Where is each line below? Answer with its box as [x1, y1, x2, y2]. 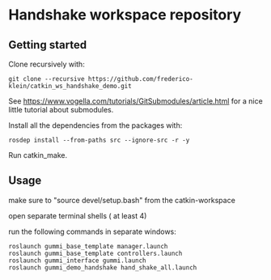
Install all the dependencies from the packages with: [8, 121, 183, 130]
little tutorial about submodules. [8, 105, 114, 114]
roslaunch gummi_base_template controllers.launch [8, 249, 183, 257]
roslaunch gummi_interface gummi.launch [8, 257, 147, 265]
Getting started [8, 38, 87, 52]
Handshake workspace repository [8, 6, 242, 24]
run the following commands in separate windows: [8, 227, 176, 236]
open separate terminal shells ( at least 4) [8, 210, 147, 220]
